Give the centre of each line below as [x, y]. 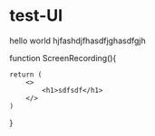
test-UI [36, 16]
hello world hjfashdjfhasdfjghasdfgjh [78, 41]
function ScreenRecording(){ [63, 58]
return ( [26, 74]
